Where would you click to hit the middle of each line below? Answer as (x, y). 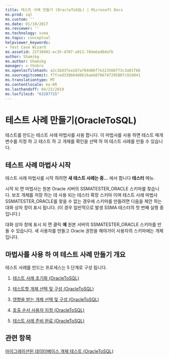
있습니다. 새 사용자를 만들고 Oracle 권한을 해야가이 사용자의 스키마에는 (85, 231)
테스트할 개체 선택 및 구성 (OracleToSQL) (53, 289)
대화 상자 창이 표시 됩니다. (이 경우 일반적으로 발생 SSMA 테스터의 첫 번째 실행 (82, 208)
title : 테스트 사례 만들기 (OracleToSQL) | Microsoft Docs (64, 10)
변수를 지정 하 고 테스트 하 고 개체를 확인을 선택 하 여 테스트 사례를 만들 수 (77, 142)
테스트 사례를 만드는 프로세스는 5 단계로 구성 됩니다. (56, 267)
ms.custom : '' (20, 19)
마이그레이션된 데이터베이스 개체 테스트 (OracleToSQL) (60, 351)
